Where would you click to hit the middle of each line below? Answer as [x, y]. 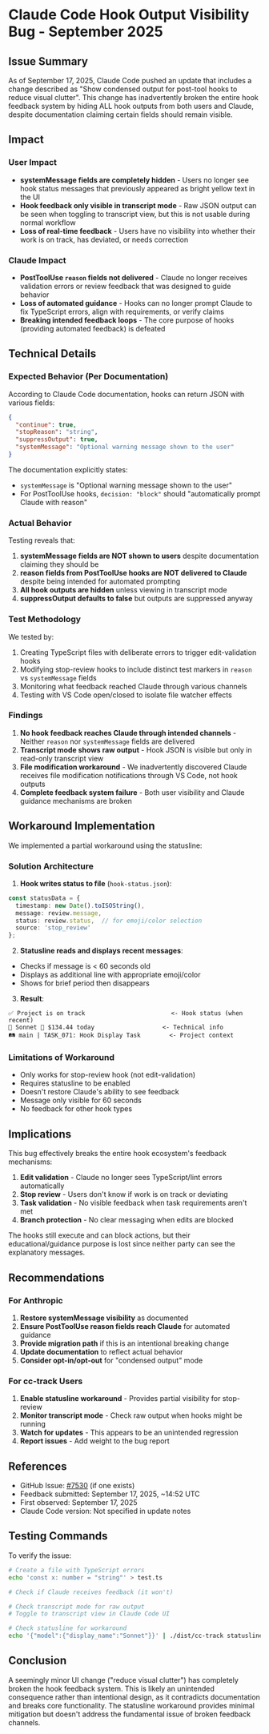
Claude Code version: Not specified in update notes [105, 1511]
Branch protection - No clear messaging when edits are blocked [126, 1220]
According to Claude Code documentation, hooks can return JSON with [126, 394]
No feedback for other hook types [76, 1109]
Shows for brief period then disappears [84, 983]
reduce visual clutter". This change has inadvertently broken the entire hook [133, 97]
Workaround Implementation [82, 826]
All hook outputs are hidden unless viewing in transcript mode [123, 590]
